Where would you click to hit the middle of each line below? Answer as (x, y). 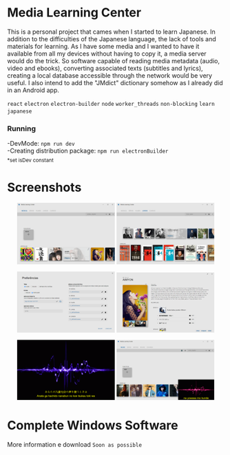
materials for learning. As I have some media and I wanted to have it (103, 46)
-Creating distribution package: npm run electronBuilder (88, 151)
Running (22, 129)
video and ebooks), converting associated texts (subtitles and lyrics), (105, 68)
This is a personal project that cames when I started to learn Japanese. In (111, 32)
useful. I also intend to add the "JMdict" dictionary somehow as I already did (115, 82)
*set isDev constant (30, 160)
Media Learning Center (74, 13)
